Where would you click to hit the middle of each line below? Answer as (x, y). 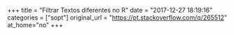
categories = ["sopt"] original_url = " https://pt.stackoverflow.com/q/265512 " (117, 17)
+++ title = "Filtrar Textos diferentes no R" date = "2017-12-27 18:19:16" (110, 10)
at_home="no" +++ (35, 25)
